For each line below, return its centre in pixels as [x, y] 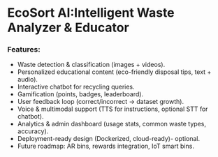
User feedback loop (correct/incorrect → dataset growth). [100, 102]
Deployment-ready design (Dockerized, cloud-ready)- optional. [109, 139]
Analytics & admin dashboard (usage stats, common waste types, [111, 124]
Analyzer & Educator [68, 28]
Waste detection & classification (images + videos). [91, 65]
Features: [24, 50]
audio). [28, 80]
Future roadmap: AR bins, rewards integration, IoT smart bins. [106, 146]
